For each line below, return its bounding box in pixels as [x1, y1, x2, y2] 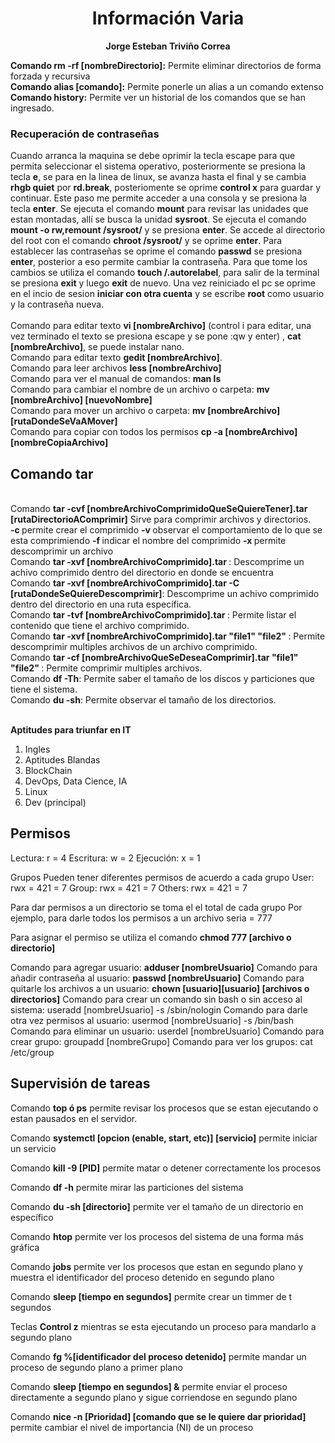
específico [10, 1211, 54, 1223]
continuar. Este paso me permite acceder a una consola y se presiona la [10, 192, 308, 204]
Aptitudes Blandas [24, 754, 101, 766]
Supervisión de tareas [10, 1075, 151, 1092]
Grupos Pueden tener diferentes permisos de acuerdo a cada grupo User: [10, 871, 315, 883]
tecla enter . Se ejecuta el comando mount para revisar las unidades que [10, 203, 309, 215]
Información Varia [91, 7, 245, 30]
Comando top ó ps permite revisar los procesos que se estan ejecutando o [10, 1102, 319, 1114]
